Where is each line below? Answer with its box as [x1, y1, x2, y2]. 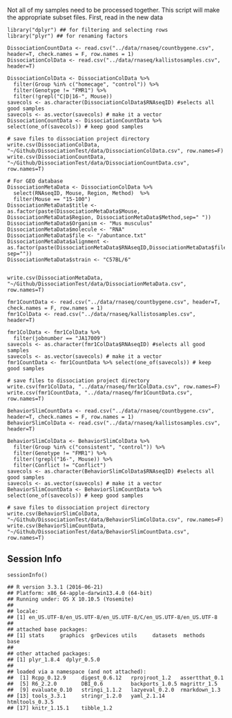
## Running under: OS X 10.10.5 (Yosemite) [7, 596, 135, 603]
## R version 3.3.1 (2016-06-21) [7, 583, 104, 590]
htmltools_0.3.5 [7, 698, 54, 706]
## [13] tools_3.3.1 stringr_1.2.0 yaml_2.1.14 [7, 692, 166, 699]
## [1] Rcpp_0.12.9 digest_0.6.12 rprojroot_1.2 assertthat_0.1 [7, 674, 224, 681]
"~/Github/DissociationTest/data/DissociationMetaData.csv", [7, 281, 187, 287]
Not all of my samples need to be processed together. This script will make [7, 6, 220, 14]
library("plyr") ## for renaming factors [7, 32, 128, 39]
